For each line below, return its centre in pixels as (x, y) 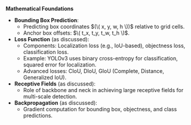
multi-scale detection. (50, 96)
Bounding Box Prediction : (46, 20)
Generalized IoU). (45, 77)
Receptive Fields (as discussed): (55, 84)
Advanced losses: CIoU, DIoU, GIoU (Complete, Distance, (94, 71)
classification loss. (46, 52)
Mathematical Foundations (40, 9)
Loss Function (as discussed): (52, 39)
